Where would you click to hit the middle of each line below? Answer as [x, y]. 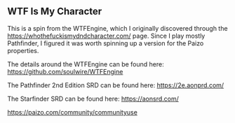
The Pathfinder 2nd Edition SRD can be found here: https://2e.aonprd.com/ [116, 85]
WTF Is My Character [55, 12]
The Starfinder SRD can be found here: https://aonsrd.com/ [93, 99]
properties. [23, 50]
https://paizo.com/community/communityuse [73, 112]
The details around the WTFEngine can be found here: [86, 64]
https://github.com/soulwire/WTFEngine [65, 71]
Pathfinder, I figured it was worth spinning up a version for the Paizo [106, 43]
